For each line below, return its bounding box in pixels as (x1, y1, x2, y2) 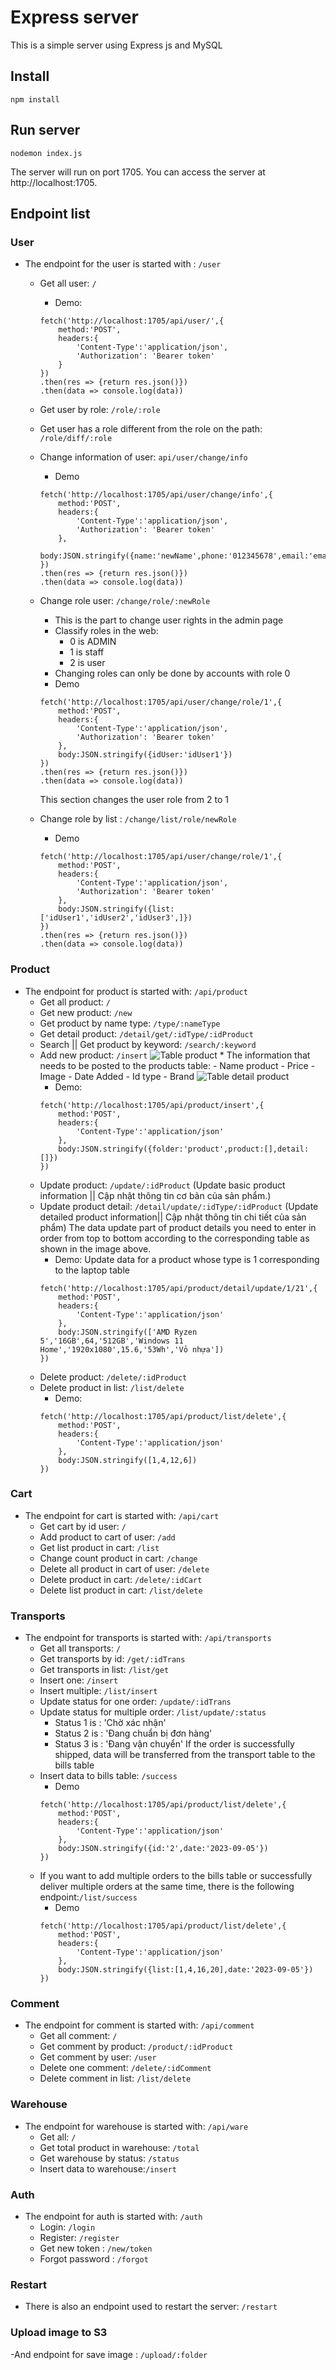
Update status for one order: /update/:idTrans (39, 1696, 232, 1708)
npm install (10, 94, 60, 105)
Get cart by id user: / (39, 1520, 127, 1532)
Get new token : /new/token (39, 2242, 153, 2255)
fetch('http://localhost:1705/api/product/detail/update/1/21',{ (39, 1283, 318, 1293)
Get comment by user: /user (39, 2051, 157, 2063)
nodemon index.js (10, 148, 83, 158)
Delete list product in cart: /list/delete (39, 1584, 203, 1596)
